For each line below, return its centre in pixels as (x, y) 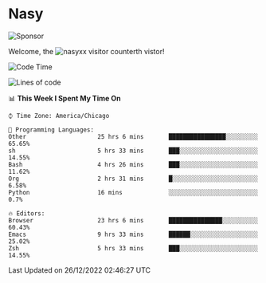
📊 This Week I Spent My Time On (65, 98)
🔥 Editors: (27, 213)
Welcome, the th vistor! (86, 51)
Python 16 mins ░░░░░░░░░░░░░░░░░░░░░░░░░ (133, 192)
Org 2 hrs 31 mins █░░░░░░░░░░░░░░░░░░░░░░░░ (133, 179)
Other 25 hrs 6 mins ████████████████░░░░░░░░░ (133, 136)
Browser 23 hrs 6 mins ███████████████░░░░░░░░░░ (133, 220)
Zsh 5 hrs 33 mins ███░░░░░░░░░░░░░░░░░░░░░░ (133, 248)
